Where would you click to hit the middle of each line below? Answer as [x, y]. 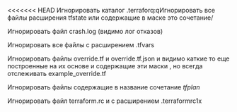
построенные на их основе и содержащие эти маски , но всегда [105, 66]
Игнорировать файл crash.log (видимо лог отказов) [85, 31]
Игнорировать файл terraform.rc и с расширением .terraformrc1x [105, 101]
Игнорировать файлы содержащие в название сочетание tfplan [104, 87]
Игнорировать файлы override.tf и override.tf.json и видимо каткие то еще [118, 58]
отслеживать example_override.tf [57, 74]
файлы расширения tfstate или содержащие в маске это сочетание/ [110, 18]
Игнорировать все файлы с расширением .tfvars [81, 45]
